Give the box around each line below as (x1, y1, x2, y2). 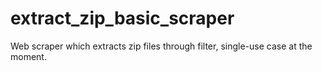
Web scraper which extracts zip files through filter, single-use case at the (10, 40, 313, 52)
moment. (10, 50, 47, 62)
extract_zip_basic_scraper (10, 7, 235, 30)
